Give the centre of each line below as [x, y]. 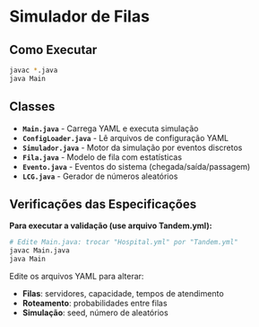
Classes [32, 106]
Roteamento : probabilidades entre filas [95, 303]
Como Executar [53, 50]
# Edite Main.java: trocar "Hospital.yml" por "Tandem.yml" [124, 243]
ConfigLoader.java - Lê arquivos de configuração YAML [125, 137]
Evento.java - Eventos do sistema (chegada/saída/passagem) [136, 166]
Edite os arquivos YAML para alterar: [77, 276]
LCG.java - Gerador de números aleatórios [100, 176]
